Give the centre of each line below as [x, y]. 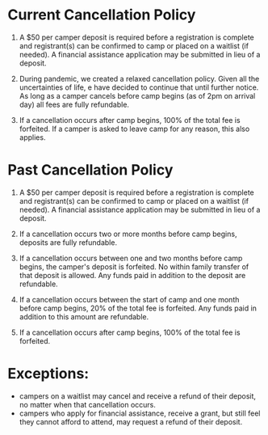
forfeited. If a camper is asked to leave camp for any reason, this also [134, 129]
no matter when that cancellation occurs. [88, 404]
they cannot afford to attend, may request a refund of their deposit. [131, 421]
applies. [32, 137]
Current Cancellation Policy [102, 15]
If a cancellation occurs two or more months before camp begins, [128, 234]
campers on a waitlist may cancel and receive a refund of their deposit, [137, 396]
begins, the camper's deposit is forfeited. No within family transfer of [134, 266]
